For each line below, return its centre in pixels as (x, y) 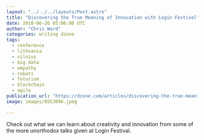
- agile (22, 91)
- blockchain (28, 85)
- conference (28, 46)
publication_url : (28, 96)
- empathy (24, 68)
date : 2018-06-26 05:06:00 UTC (46, 23)
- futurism (25, 79)
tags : (13, 40)
